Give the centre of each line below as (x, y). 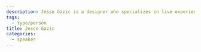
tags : (13, 17)
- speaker (24, 39)
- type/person (29, 23)
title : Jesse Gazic (31, 28)
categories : (21, 34)
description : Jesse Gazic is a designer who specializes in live (89, 12)
